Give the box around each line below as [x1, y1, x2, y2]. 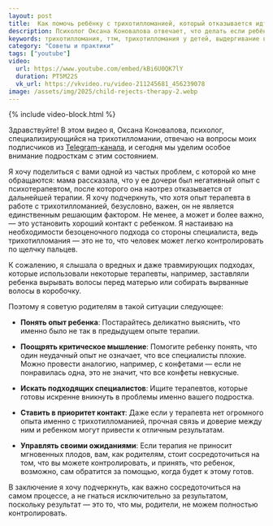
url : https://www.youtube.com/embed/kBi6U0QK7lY [15, 65, 184, 73]
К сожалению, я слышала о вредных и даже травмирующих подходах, [8, 261, 255, 270]
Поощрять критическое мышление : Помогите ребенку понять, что [19, 342, 258, 351]
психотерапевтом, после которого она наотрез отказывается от [8, 184, 232, 194]
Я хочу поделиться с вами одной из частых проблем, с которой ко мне [8, 167, 256, 177]
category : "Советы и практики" [8, 42, 115, 50]
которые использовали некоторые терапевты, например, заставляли [8, 269, 249, 278]
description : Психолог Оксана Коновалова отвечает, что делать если [8, 27, 245, 35]
